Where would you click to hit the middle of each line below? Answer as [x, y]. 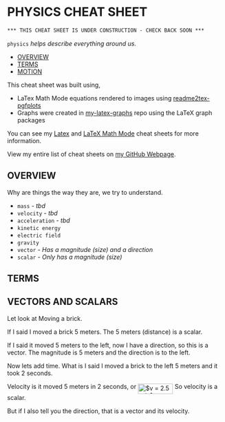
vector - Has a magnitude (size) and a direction [85, 249]
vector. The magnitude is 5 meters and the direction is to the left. [99, 352]
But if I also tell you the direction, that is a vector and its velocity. [98, 411]
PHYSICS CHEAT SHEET [77, 12]
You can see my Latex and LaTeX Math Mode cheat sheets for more [103, 133]
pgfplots [29, 105]
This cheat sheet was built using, [54, 85]
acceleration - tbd [43, 220]
